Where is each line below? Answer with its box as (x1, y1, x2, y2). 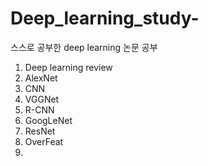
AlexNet (24, 72, 58, 84)
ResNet (24, 125, 56, 137)
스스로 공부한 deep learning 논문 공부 (10, 41, 158, 53)
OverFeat (24, 135, 64, 147)
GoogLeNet (24, 114, 73, 126)
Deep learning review (24, 61, 113, 73)
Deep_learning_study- (10, 7, 200, 30)
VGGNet (24, 93, 60, 105)
